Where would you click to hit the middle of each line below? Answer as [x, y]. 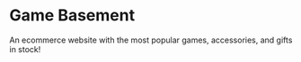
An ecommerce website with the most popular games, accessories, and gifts [151, 40]
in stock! [25, 49]
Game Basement [72, 15]
